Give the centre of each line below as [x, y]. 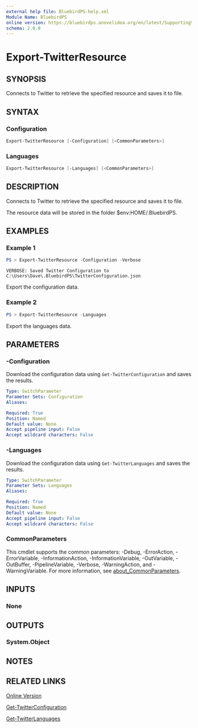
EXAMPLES [27, 231]
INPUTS [21, 589]
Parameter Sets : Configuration [44, 397]
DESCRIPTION [32, 187]
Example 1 [21, 248]
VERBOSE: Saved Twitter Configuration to [58, 271]
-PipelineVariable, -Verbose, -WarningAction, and [92, 564]
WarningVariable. [27, 571]
